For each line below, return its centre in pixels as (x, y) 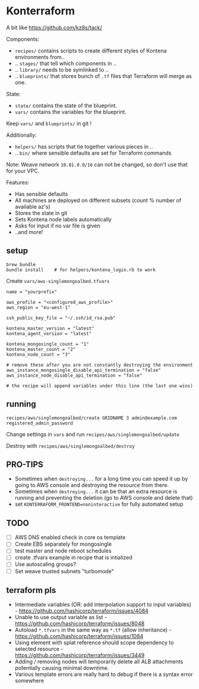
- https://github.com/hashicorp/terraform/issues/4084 (82, 611)
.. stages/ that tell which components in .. (66, 63)
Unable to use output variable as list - (61, 617)
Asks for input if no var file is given (57, 226)
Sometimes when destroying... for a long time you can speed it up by (101, 479)
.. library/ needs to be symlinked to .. (62, 69)
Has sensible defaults (41, 194)
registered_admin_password (40, 423)
